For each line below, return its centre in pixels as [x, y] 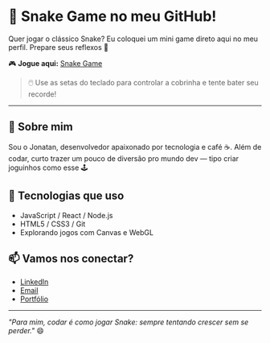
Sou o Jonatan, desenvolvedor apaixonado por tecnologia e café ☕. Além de [135, 147]
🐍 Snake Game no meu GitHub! [112, 17]
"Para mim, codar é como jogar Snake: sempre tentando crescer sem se [129, 322]
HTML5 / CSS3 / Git [53, 224]
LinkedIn [34, 282]
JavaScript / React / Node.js [66, 215]
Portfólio [34, 299]
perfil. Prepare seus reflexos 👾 [59, 47]
